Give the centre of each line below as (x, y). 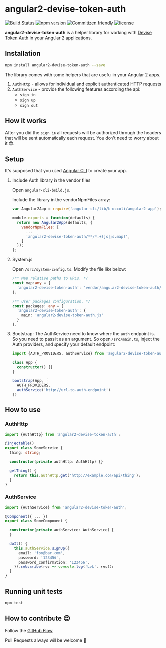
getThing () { (23, 471)
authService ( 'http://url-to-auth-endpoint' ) (64, 390)
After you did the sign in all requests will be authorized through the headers (83, 133)
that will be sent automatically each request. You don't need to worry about (82, 138)
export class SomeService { (34, 448)
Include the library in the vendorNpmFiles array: (61, 200)
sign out (29, 105)
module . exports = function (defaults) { (54, 218)
